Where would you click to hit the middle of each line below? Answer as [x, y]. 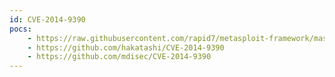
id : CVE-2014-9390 [47, 19]
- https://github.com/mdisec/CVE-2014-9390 [119, 57]
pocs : [20, 29]
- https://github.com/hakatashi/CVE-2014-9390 [126, 47]
